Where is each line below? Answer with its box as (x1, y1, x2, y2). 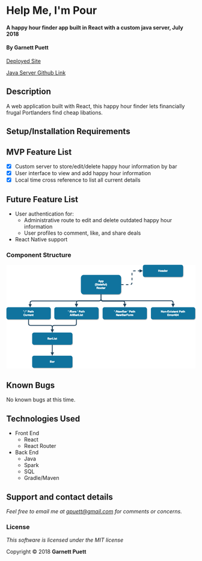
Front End (14, 430, 40, 437)
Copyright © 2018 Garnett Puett (6, 548, 87, 556)
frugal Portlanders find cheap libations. (6, 109, 103, 116)
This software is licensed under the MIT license (6, 536, 124, 544)
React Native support (14, 236, 68, 243)
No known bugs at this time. (6, 396, 76, 403)
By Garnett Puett (6, 44, 49, 51)
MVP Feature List (6, 147, 72, 157)
